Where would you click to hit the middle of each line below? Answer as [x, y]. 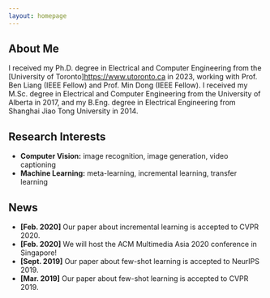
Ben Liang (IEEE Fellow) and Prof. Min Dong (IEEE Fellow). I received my [128, 85]
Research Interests [57, 136]
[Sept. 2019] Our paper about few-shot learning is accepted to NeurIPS [140, 262]
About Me [34, 49]
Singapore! [39, 253]
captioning [38, 165]
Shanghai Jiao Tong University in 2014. [73, 111]
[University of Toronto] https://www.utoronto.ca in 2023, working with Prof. [133, 77]
